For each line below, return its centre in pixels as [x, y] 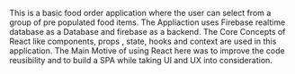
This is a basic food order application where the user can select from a [140, 13]
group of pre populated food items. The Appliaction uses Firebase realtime [147, 22]
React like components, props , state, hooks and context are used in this [143, 41]
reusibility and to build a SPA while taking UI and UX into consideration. [141, 60]
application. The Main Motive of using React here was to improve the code [147, 51]
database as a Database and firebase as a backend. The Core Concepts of [147, 32]
